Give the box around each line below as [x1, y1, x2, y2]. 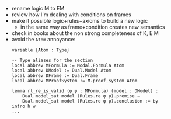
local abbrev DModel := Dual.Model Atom [11, 68, 111, 73]
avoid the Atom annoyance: [11, 36, 76, 43]
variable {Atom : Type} [11, 47, 70, 53]
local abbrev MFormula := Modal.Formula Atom [11, 62, 124, 68]
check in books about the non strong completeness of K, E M [11, 30, 159, 37]
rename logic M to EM [11, 5, 65, 12]
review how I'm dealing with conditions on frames [11, 11, 131, 18]
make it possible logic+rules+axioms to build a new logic [11, 17, 148, 24]
